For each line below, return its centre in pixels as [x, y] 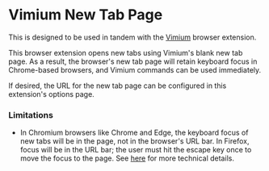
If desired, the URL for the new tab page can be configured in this [118, 85]
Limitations [31, 115]
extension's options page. [51, 94]
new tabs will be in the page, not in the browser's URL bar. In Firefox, [134, 141]
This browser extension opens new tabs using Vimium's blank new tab [126, 52]
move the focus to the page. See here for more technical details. [127, 158]
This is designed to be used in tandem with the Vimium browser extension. [132, 37]
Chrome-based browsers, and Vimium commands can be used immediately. [135, 69]
